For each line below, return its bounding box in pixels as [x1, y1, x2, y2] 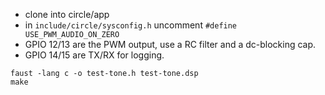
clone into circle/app [24, 9, 110, 20]
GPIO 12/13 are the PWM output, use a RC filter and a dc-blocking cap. [24, 39, 317, 50]
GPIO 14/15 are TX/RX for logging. [24, 49, 165, 61]
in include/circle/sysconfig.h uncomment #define [24, 19, 238, 31]
